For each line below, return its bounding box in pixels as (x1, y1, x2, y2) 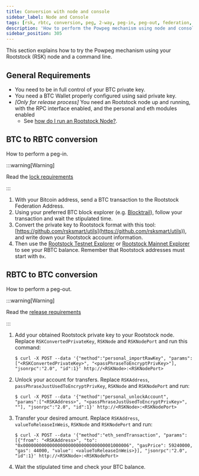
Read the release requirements (6, 308, 81, 315)
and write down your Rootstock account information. (14, 234, 143, 241)
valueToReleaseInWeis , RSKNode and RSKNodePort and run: (14, 420, 153, 428)
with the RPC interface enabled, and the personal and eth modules (14, 105, 178, 112)
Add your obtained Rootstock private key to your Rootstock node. (14, 331, 175, 338)
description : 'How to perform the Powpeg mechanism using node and (6, 25, 176, 31)
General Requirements (6, 70, 91, 80)
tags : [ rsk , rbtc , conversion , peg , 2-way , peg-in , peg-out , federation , (6, 20, 192, 25)
